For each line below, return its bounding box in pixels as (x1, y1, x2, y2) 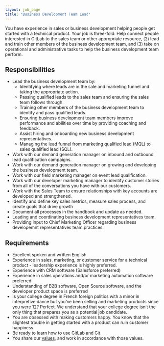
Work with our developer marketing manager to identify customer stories (12, 178, 159, 184)
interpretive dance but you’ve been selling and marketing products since (12, 299, 159, 305)
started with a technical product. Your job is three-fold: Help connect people (5, 30, 159, 36)
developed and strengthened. (12, 193, 72, 199)
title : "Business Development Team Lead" (5, 12, 91, 17)
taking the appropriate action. (19, 89, 79, 95)
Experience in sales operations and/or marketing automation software (12, 273, 153, 279)
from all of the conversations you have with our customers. (12, 183, 131, 189)
